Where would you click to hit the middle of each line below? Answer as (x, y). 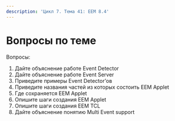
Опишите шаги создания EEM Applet (60, 99)
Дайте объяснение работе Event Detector (67, 68)
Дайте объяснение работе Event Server (64, 75)
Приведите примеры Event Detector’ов (63, 80)
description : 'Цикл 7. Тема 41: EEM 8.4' (58, 11)
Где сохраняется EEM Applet (51, 93)
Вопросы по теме (51, 40)
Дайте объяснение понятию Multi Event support (75, 112)
